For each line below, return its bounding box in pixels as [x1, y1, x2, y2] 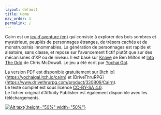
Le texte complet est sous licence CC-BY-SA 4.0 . [5, 84, 103, 90]
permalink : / [5, 20, 31, 26]
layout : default [5, 7, 38, 12]
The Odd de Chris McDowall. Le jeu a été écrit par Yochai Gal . [5, 60, 129, 66]
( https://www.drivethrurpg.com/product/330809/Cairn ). [5, 80, 117, 85]
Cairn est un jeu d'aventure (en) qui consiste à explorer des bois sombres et [5, 34, 156, 40]
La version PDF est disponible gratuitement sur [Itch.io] [5, 69, 115, 75]
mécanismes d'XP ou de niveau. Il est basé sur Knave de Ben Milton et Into [5, 54, 154, 61]
